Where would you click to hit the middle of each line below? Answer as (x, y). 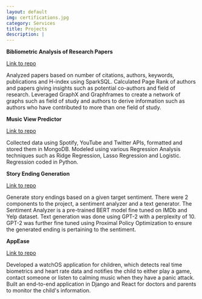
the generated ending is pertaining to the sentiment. (71, 230)
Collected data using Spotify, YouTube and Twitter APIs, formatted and (95, 143)
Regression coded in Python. (42, 162)
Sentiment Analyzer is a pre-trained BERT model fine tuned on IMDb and (97, 210)
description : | (25, 35)
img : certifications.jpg (38, 18)
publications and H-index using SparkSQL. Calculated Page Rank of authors (101, 82)
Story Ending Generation (38, 174)
